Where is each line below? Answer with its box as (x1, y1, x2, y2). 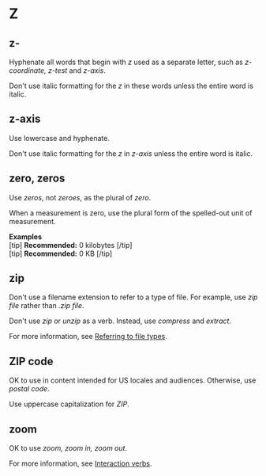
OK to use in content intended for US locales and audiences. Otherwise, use (9, 375, 257, 385)
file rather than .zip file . (9, 301, 85, 310)
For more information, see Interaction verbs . (9, 459, 152, 468)
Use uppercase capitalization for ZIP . (9, 399, 129, 409)
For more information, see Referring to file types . (9, 332, 168, 341)
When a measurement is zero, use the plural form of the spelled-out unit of (9, 208, 253, 218)
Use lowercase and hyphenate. (9, 133, 110, 143)
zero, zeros (9, 172, 66, 185)
